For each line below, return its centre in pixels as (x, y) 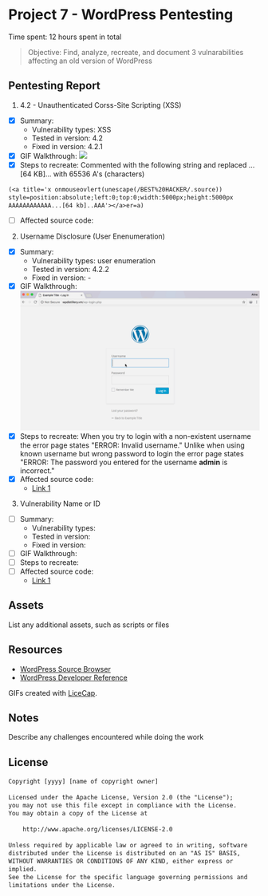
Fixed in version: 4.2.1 (67, 146)
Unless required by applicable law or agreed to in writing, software (128, 846)
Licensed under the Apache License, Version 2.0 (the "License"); (121, 798)
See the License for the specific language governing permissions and (128, 878)
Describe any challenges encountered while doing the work (106, 737)
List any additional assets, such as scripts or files (89, 625)
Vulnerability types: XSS (71, 129)
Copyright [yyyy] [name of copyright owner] (83, 782)
